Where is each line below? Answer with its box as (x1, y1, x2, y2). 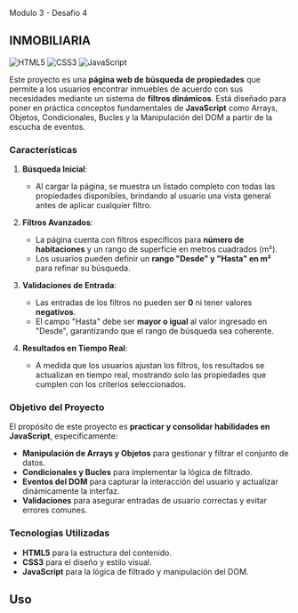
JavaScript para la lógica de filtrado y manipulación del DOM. (21, 566, 249, 577)
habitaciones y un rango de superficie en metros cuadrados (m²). (35, 244, 278, 254)
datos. (21, 457, 46, 468)
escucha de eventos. (9, 121, 86, 132)
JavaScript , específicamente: (9, 431, 118, 441)
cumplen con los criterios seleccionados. (35, 379, 187, 390)
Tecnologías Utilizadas (9, 527, 110, 539)
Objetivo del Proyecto (9, 401, 105, 414)
